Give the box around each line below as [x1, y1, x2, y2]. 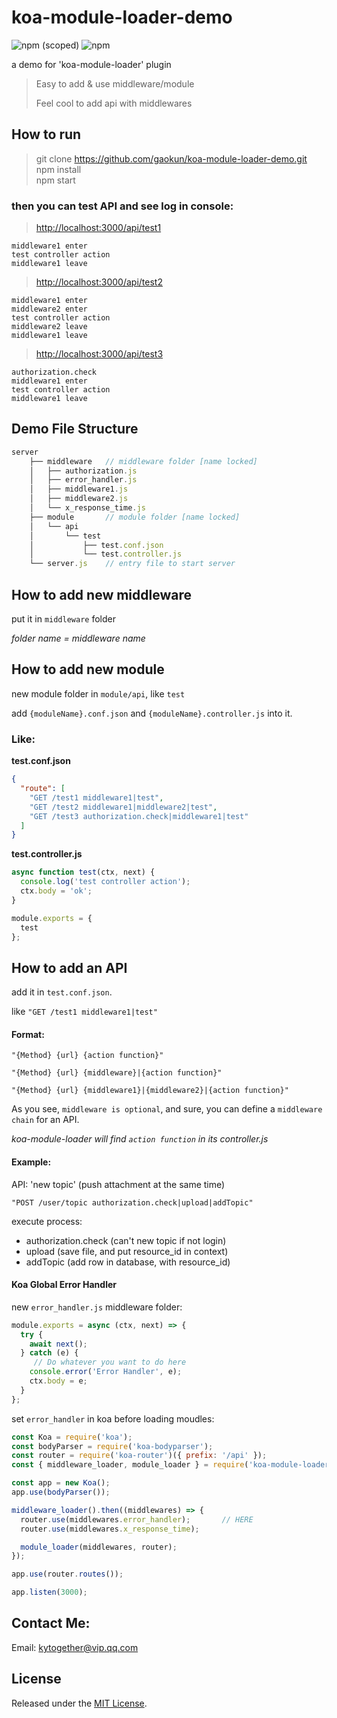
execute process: [11, 1215, 83, 1227]
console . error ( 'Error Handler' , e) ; [29, 1367, 183, 1377]
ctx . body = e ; [29, 1376, 88, 1386]
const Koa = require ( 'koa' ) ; [11, 1432, 133, 1442]
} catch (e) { [20, 1348, 79, 1358]
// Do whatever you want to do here [33, 1357, 187, 1368]
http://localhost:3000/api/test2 [35, 276, 163, 288]
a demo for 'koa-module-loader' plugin [11, 58, 172, 70]
